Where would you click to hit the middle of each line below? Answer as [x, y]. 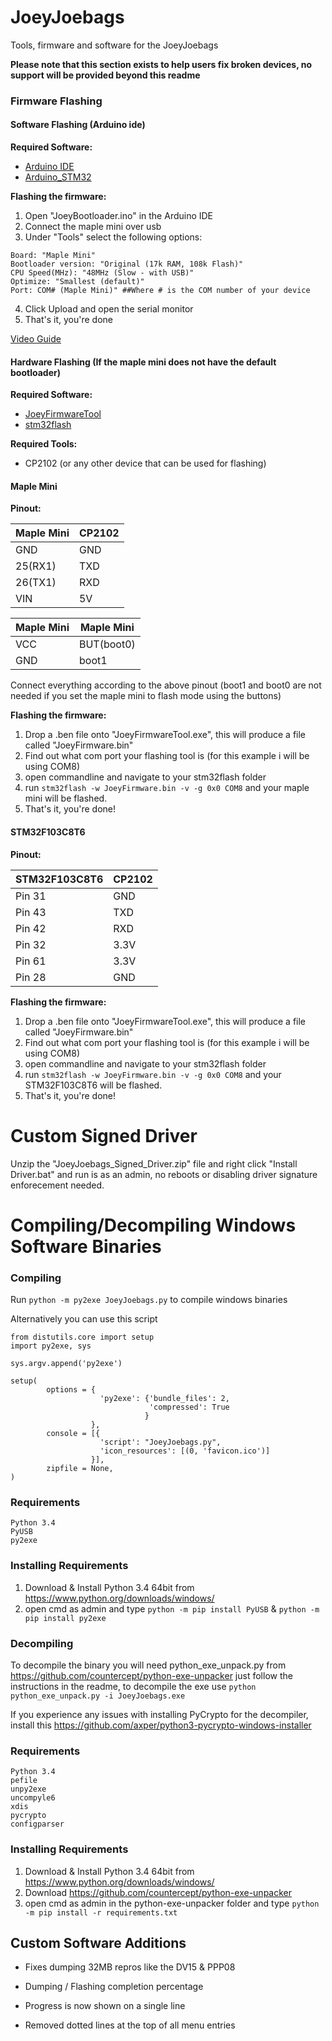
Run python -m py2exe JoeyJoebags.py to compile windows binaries [149, 1300]
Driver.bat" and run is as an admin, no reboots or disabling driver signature [164, 1174]
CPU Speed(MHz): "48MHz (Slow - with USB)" [102, 273]
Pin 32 [31, 944]
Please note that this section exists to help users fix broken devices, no [161, 64]
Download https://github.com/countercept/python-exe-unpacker [158, 1892]
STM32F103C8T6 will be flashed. [93, 1085]
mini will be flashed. [66, 798]
